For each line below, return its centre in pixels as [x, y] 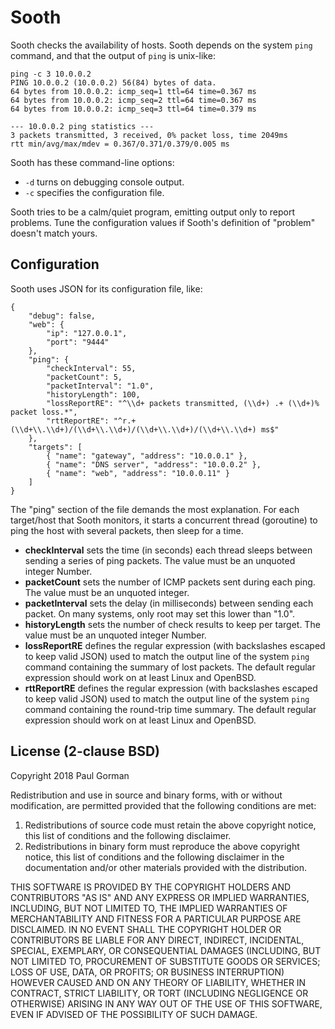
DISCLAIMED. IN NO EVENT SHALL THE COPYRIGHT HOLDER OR [146, 929]
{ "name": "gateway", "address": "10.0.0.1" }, [147, 456]
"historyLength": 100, [93, 394]
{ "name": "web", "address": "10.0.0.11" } [138, 473]
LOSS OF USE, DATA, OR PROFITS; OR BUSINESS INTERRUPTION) [147, 972]
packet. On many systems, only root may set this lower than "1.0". [160, 613]
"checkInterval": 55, [91, 368]
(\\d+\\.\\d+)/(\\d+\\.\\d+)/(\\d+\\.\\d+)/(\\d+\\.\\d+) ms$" [145, 429]
